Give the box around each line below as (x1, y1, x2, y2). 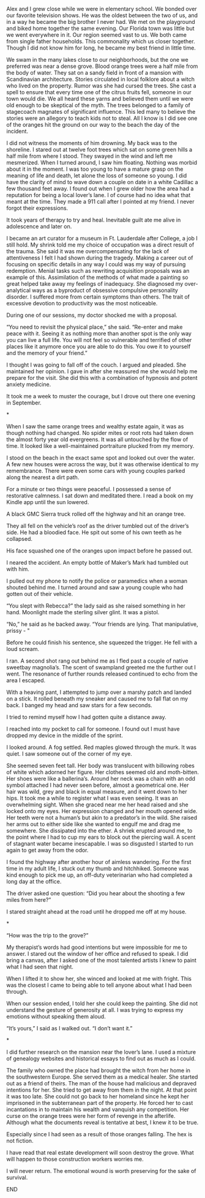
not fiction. (6, 1137, 34, 1144)
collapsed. (6, 535, 32, 542)
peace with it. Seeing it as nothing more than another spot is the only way (6, 330, 192, 337)
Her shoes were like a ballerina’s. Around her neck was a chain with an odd (6, 775, 196, 782)
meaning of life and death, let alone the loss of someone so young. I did (6, 172, 187, 179)
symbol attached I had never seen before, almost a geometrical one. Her (6, 781, 189, 789)
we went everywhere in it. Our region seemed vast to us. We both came (6, 31, 187, 39)
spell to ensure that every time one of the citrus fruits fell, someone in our (6, 89, 192, 95)
